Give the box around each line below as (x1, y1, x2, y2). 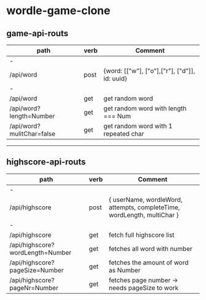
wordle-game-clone (6, 4, 110, 18)
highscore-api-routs (6, 157, 86, 167)
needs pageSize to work (109, 283, 179, 292)
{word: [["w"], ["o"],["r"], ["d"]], (103, 67, 196, 75)
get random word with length (103, 104, 187, 112)
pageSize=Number (9, 266, 64, 274)
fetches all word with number (109, 244, 193, 253)
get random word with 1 (103, 122, 173, 130)
